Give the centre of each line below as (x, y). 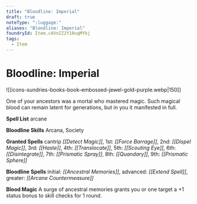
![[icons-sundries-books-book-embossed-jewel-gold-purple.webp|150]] (94, 89)
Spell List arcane (27, 119)
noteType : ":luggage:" (34, 22)
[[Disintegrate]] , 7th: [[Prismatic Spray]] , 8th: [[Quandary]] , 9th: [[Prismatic (97, 154)
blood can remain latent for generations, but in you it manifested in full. (91, 107)
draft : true (21, 17)
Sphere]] (17, 160)
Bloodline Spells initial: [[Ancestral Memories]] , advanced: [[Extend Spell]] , (97, 172)
